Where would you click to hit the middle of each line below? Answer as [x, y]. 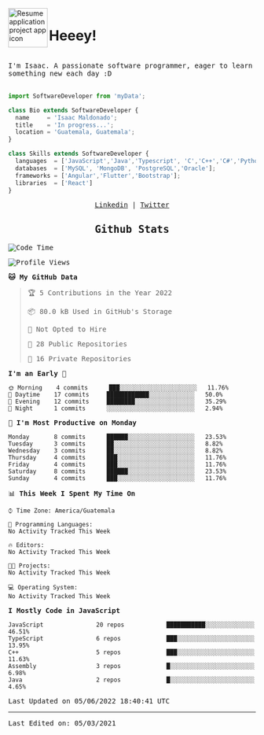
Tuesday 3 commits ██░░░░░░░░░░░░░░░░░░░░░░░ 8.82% [115, 444]
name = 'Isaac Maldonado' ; [66, 117]
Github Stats [132, 229]
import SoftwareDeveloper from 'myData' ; [77, 96]
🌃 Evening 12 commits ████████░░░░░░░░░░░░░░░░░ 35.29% [117, 402]
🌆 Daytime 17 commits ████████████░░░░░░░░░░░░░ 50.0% [115, 395]
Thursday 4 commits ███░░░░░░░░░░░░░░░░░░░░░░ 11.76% [117, 458]
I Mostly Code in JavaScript [64, 611]
